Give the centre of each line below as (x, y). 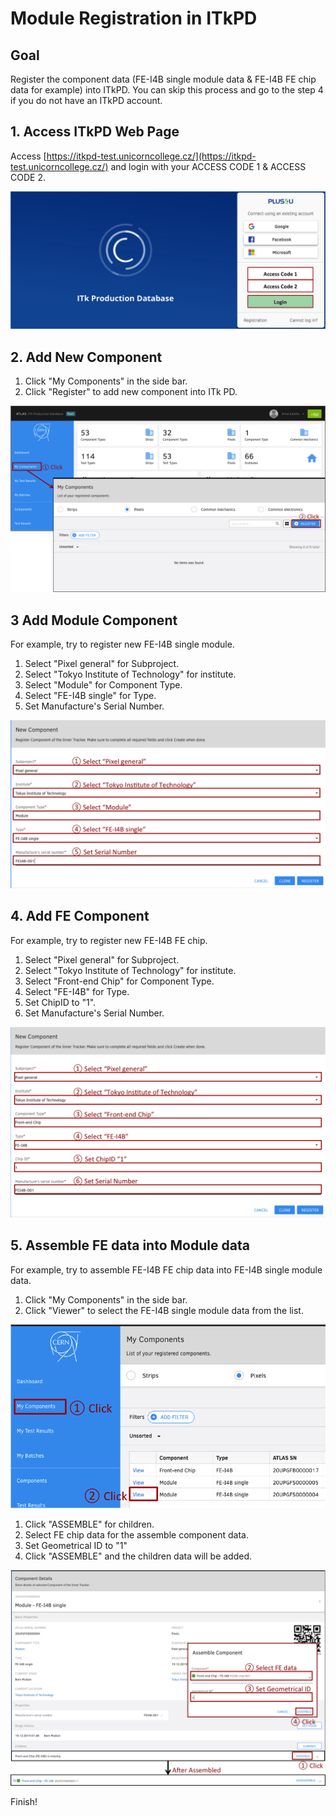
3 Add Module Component (94, 620)
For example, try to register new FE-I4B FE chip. (109, 940)
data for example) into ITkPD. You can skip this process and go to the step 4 (167, 90)
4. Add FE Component (80, 916)
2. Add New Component (86, 357)
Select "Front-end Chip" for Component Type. (119, 981)
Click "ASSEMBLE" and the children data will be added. (138, 1556)
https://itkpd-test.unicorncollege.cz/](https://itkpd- (151, 156)
